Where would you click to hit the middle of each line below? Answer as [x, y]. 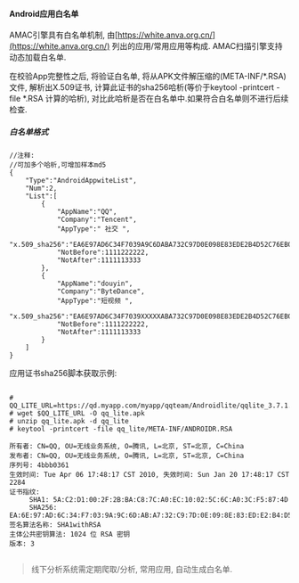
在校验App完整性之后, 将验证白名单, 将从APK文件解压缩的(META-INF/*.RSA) [148, 77]
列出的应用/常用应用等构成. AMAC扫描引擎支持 [197, 46]
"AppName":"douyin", [95, 284]
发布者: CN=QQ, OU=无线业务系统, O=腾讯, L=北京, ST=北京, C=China [127, 456]
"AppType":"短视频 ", [95, 301]
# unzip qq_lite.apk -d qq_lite [69, 422]
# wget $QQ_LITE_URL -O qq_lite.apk [77, 414]
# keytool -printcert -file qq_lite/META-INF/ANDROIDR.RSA [121, 429]
